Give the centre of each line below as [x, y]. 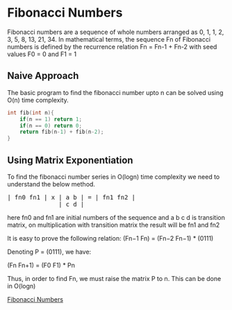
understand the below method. [51, 184]
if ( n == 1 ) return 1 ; [51, 119]
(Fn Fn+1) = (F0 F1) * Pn [41, 265]
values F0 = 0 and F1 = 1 [42, 54]
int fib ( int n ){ [31, 112]
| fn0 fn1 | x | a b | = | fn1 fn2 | [72, 197]
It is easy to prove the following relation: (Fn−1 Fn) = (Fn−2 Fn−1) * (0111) [110, 238]
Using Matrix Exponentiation [70, 160]
